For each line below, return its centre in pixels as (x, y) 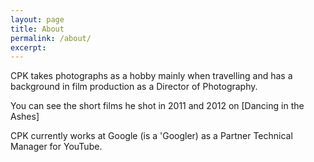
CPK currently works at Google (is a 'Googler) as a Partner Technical (151, 136)
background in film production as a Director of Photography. (134, 87)
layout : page (37, 19)
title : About (37, 29)
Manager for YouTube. (56, 147)
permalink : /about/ (51, 38)
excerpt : (28, 47)
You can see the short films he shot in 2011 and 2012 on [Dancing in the (157, 106)
